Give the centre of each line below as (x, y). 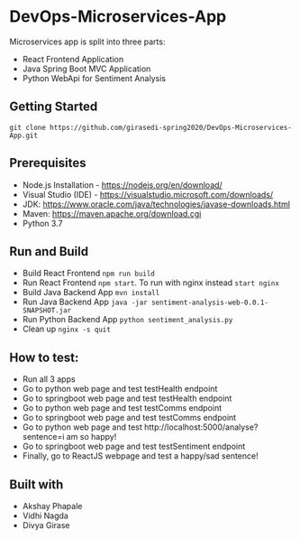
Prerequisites (48, 163)
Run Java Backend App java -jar (85, 302)
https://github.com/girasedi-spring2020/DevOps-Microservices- (171, 127)
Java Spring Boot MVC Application (86, 69)
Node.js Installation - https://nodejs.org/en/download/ (122, 185)
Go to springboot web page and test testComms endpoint (129, 418)
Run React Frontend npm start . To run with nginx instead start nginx (150, 283)
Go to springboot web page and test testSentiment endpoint (134, 446)
